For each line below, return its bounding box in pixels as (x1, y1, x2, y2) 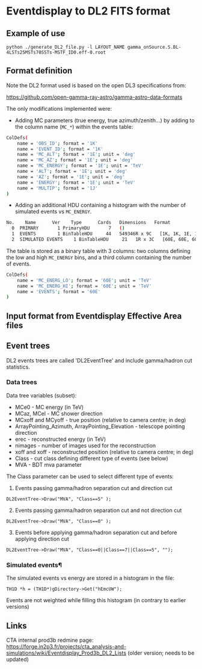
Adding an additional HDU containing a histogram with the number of (14, 202, 186, 209)
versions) (6, 603, 29, 611)
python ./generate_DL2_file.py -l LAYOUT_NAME (6, 44, 125, 50)
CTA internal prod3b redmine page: (6, 636, 94, 644)
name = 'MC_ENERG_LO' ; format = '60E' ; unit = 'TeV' (17, 277, 152, 284)
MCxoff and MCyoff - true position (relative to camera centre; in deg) (14, 416, 186, 423)
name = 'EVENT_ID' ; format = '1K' (17, 146, 103, 152)
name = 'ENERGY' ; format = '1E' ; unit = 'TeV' (17, 179, 136, 185)
